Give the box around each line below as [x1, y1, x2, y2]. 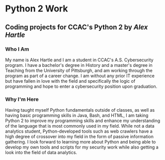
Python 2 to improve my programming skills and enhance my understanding [5, 118, 161, 124]
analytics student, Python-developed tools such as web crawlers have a [5, 128, 153, 135]
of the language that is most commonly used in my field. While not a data [5, 123, 155, 129]
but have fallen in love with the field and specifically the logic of [5, 78, 136, 84]
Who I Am [5, 45, 29, 52]
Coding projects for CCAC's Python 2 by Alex [5, 23, 148, 31]
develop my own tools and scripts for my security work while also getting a [5, 144, 159, 150]
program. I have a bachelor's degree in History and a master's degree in [5, 62, 153, 68]
